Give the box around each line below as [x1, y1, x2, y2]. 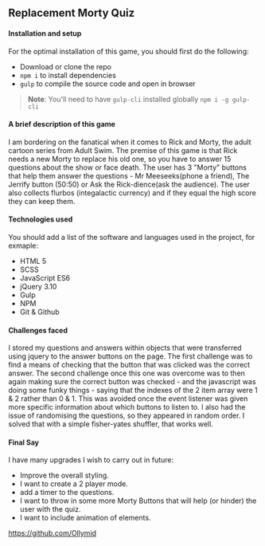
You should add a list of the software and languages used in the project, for [8, 233, 255, 242]
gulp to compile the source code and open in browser [19, 79, 197, 88]
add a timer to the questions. [19, 488, 115, 497]
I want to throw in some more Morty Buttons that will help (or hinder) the [19, 496, 257, 505]
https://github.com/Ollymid [8, 528, 97, 538]
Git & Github [19, 307, 60, 316]
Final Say [8, 438, 40, 447]
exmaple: [8, 241, 38, 250]
